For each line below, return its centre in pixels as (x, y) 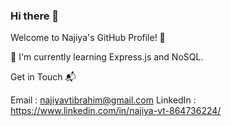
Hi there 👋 (35, 16)
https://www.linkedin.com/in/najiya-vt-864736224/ (116, 111)
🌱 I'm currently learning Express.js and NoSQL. (107, 57)
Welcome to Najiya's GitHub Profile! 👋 (88, 38)
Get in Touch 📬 (43, 77)
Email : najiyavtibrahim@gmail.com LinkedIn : (103, 100)
